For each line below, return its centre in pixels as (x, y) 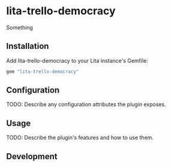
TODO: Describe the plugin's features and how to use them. (80, 138)
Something (19, 27)
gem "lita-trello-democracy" (43, 72)
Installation (28, 46)
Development (32, 156)
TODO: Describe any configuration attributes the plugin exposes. (86, 104)
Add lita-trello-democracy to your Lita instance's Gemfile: (77, 60)
